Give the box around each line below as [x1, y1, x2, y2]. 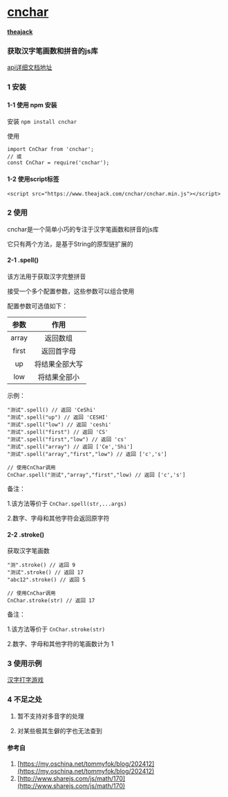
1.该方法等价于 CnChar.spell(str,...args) [7, 499, 127, 507]
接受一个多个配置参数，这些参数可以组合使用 [7, 287, 135, 295]
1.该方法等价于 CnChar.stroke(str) [7, 625, 106, 633]
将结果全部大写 [34, 359, 84, 369]
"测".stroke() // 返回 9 [7, 562, 76, 569]
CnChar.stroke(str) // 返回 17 [7, 597, 95, 604]
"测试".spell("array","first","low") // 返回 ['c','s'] [7, 450, 167, 457]
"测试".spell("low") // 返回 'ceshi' [7, 421, 112, 428]
